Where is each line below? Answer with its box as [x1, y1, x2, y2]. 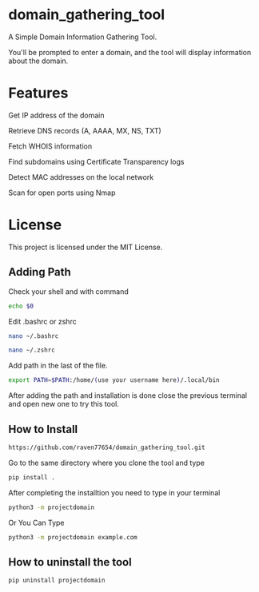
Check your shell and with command [8, 286, 129, 296]
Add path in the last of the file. [8, 361, 108, 371]
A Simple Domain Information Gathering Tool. [8, 32, 157, 42]
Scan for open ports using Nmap [8, 188, 116, 197]
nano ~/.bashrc [8, 332, 59, 340]
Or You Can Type [8, 518, 66, 527]
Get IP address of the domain [8, 110, 105, 120]
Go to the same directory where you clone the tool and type [8, 458, 205, 467]
